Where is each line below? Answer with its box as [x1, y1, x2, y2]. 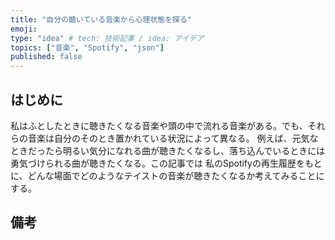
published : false [10, 52, 83, 62]
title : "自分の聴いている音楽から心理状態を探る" [10, 14, 193, 25]
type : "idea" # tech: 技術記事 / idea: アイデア [10, 33, 205, 43]
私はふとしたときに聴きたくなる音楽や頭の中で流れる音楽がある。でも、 [10, 119, 308, 131]
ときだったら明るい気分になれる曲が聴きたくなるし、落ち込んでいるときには [10, 144, 326, 156]
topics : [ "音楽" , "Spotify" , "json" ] [10, 42, 165, 53]
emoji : [10, 24, 38, 34]
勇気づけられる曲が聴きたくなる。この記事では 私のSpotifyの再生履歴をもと [10, 157, 323, 169]
